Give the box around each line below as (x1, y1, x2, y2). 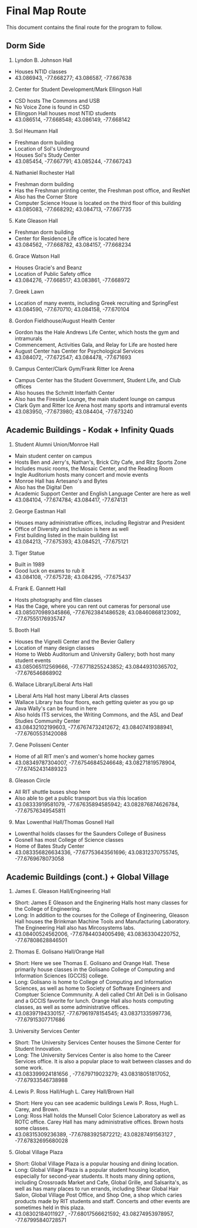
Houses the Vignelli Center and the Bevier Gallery (14, 638, 135, 645)
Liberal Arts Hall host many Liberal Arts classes (14, 692, 129, 699)
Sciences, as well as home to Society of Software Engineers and (14, 985, 171, 992)
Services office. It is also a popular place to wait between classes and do (14, 1058, 192, 1065)
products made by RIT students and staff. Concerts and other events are (14, 1198, 190, 1205)
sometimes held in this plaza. (14, 1204, 85, 1211)
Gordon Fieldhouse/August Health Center (14, 317, 116, 324)
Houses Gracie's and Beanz (14, 264, 82, 271)
